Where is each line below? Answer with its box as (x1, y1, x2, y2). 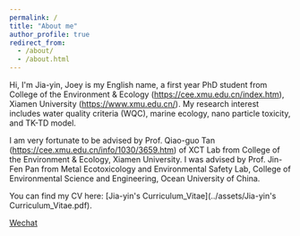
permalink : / (9, 13, 58, 22)
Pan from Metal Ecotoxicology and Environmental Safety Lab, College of (25, 163, 291, 174)
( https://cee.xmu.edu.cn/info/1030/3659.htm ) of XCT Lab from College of (9, 144, 280, 155)
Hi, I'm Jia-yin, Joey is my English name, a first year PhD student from (9, 80, 268, 90)
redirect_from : (9, 38, 66, 48)
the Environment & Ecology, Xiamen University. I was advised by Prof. (9, 154, 266, 164)
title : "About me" (9, 22, 78, 31)
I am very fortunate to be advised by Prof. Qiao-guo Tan (9, 135, 216, 145)
